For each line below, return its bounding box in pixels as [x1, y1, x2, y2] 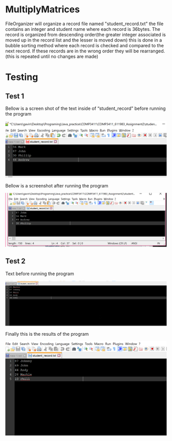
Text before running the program [5, 271, 74, 277]
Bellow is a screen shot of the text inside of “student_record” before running [5, 105, 166, 111]
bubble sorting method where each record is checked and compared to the [5, 42, 164, 48]
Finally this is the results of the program [5, 331, 89, 337]
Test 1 [5, 91, 25, 101]
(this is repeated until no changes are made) [5, 53, 99, 60]
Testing [5, 71, 38, 83]
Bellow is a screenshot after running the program [5, 183, 109, 189]
